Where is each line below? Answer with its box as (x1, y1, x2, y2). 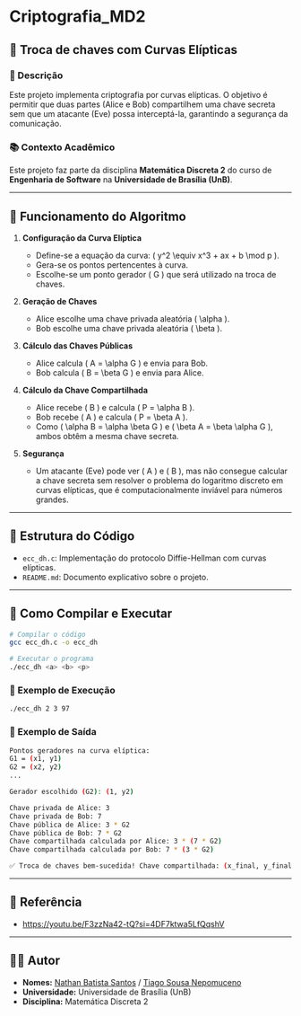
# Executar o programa (9, 654, 94, 664)
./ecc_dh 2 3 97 (9, 704, 70, 713)
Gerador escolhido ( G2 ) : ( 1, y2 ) (9, 788, 134, 797)
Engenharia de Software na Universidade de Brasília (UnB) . (9, 174, 233, 185)
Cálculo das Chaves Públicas (21, 340, 133, 351)
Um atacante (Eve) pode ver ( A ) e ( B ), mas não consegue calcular (35, 465, 288, 476)
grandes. (35, 494, 69, 505)
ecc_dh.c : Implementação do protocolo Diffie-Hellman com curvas (21, 552, 267, 563)
